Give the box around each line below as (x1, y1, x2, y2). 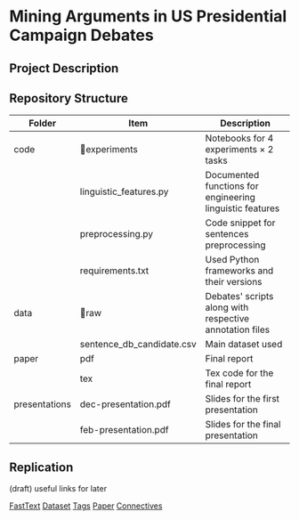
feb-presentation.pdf (79, 424, 169, 436)
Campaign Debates (9, 25, 154, 45)
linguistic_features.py (79, 185, 169, 198)
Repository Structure (9, 91, 129, 106)
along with (205, 301, 249, 313)
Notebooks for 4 (205, 132, 274, 144)
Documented (205, 169, 260, 182)
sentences (205, 228, 249, 240)
